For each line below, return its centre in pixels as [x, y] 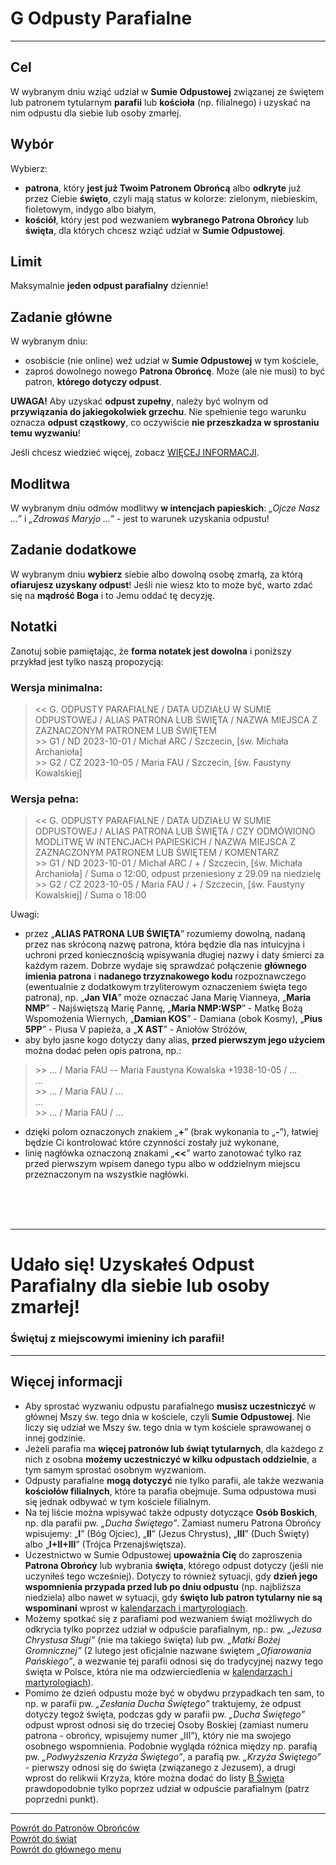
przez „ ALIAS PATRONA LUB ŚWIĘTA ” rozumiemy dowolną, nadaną [165, 934]
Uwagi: [25, 914]
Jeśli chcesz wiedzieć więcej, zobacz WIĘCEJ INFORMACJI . [135, 453]
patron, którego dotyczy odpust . [93, 382]
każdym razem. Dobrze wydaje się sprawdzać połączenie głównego [165, 966]
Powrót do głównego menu [66, 1849]
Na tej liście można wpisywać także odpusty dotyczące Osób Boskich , [171, 1512]
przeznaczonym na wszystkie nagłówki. [107, 1174]
